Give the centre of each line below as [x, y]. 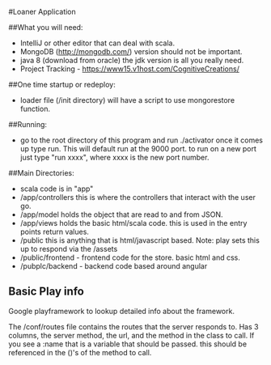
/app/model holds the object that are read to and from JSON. [122, 214]
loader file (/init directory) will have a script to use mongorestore [127, 100]
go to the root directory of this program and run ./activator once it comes [141, 140]
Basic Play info [47, 292]
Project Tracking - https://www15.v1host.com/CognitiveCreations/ [130, 69]
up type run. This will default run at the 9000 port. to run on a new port [138, 149]
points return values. [54, 231]
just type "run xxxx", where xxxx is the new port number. [114, 157]
